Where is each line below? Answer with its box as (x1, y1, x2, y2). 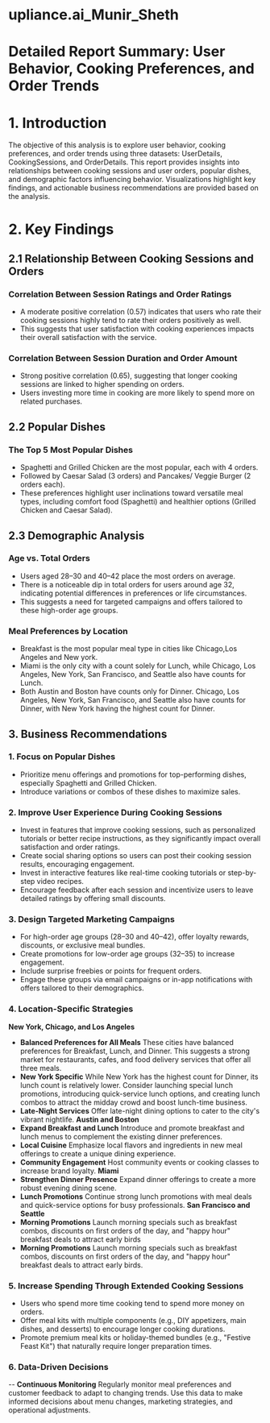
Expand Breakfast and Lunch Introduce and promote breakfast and (19, 1122, 245, 1133)
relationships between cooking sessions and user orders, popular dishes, (8, 166, 251, 176)
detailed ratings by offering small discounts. (19, 894, 166, 903)
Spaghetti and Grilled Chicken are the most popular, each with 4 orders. (19, 463, 259, 472)
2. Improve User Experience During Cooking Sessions (8, 807, 222, 818)
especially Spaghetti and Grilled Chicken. (19, 778, 157, 787)
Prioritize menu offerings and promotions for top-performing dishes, (19, 770, 247, 779)
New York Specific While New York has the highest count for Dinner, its (19, 1072, 259, 1081)
